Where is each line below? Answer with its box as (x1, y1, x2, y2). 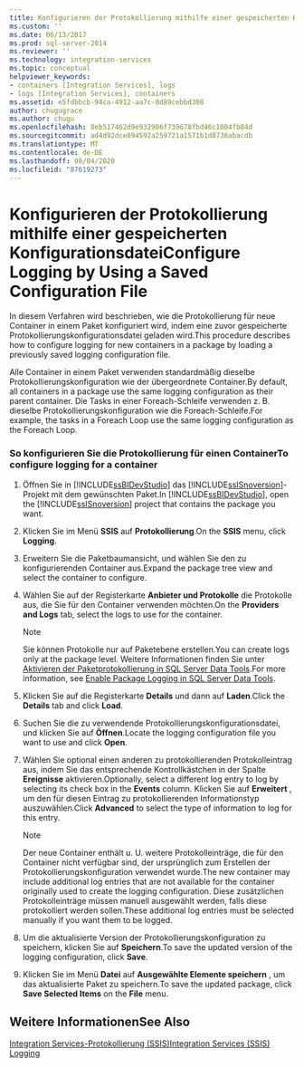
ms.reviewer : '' (9, 47, 71, 56)
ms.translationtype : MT (9, 139, 100, 149)
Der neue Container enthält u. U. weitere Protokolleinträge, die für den (22, 847, 284, 858)
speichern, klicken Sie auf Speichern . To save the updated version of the (22, 941, 293, 952)
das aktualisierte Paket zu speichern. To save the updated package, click (22, 978, 292, 989)
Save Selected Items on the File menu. (22, 988, 169, 999)
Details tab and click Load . (22, 699, 124, 711)
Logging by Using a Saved (9, 262, 209, 282)
